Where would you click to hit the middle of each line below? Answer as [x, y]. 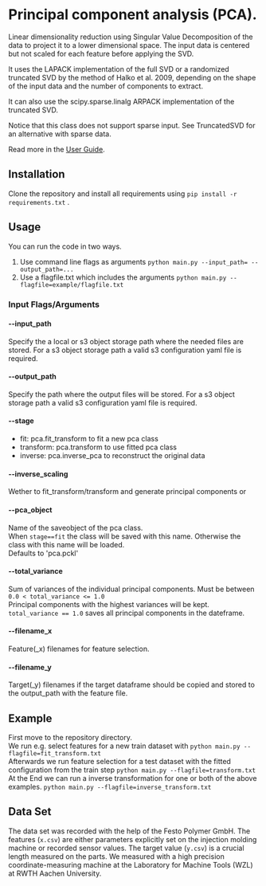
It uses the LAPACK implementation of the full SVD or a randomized [119, 69]
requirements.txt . [39, 202]
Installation [37, 174]
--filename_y [30, 667]
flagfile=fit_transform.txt [55, 753]
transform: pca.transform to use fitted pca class [98, 447]
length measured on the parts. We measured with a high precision [116, 856]
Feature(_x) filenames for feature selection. [79, 649]
